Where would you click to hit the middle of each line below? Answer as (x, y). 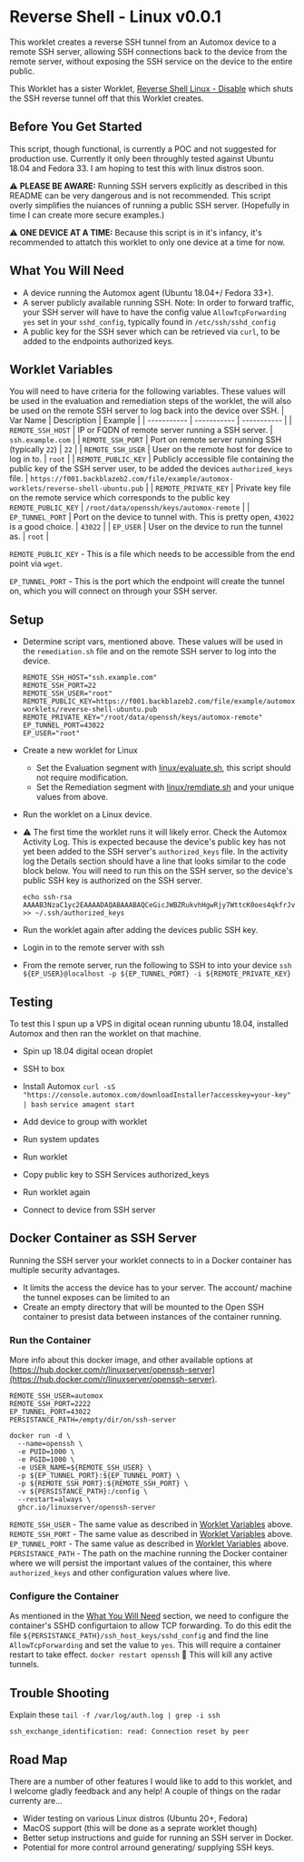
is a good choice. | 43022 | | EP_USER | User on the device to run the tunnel (146, 527)
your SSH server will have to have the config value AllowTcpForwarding (155, 312)
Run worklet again (56, 1192)
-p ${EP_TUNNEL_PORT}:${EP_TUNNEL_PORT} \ (99, 1476)
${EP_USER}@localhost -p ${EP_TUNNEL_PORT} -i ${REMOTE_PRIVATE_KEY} (157, 974)
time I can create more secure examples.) (87, 215)
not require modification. (82, 778)
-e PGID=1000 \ (46, 1460)
